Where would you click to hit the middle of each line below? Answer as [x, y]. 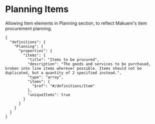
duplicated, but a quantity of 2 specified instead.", [63, 73]
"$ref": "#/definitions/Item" [63, 86]
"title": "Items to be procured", [63, 59]
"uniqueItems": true [49, 95]
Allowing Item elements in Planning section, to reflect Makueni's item [76, 23]
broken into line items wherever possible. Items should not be [73, 68]
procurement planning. [29, 28]
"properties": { [35, 51]
